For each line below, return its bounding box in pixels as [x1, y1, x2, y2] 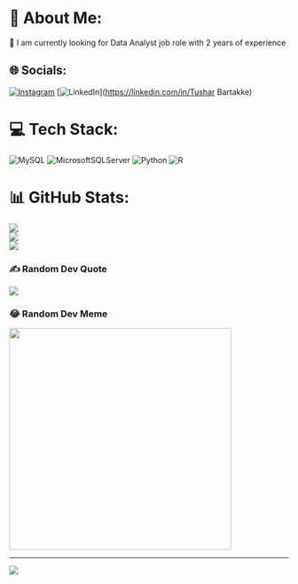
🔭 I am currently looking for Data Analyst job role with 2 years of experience [9, 37, 286, 48]
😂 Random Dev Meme [9, 308, 108, 320]
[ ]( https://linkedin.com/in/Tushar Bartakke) [56, 86, 253, 97]
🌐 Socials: [9, 63, 67, 78]
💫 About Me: [9, 8, 103, 28]
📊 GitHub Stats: [9, 187, 130, 207]
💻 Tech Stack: [9, 119, 119, 139]
